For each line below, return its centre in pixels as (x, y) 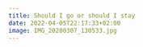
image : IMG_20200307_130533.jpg (63, 30)
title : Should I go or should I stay (72, 16)
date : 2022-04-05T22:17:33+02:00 (65, 23)
